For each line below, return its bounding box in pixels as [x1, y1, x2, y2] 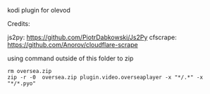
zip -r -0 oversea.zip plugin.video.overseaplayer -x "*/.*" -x [7, 74, 203, 81]
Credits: [7, 20, 30, 27]
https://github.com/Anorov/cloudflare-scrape [7, 41, 139, 48]
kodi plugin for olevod [7, 6, 70, 14]
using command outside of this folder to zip [7, 54, 134, 62]
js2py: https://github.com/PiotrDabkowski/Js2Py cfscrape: [7, 33, 178, 41]
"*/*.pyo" [7, 80, 37, 87]
